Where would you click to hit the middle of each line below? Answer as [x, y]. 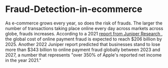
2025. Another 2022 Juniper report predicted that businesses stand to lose [83, 44]
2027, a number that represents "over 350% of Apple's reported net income [83, 55]
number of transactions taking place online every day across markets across [84, 28]
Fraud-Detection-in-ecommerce [74, 9]
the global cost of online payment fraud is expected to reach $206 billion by [83, 39]
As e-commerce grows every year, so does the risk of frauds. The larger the [84, 23]
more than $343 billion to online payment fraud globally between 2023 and [83, 49]
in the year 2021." [23, 60]
